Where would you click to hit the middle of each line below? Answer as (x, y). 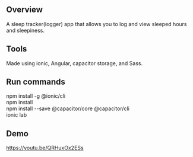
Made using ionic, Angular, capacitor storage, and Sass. (75, 63)
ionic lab (17, 115)
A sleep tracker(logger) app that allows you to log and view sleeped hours (96, 24)
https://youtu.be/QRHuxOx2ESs (45, 148)
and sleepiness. (25, 30)
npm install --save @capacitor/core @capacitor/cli (68, 108)
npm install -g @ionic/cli (36, 96)
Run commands (36, 82)
